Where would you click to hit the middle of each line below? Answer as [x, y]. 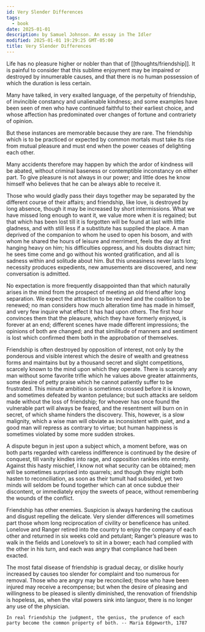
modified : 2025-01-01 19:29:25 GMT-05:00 [60, 40]
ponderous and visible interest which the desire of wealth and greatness [97, 356]
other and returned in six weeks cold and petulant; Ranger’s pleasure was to [102, 536]
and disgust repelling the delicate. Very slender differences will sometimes [100, 516]
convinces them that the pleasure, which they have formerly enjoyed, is [96, 318]
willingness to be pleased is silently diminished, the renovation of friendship [102, 593]
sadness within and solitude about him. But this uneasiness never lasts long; [102, 260]
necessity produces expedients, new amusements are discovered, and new [102, 267]
